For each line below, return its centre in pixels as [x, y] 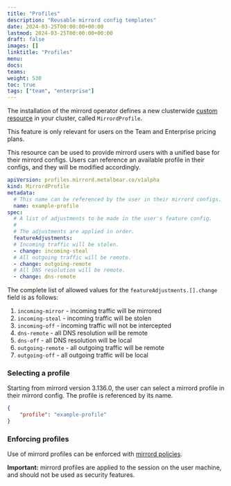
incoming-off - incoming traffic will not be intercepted [94, 326]
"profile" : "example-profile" [63, 415]
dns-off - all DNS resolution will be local [75, 340]
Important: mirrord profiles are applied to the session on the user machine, [114, 468]
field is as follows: [33, 298]
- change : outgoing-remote [52, 264]
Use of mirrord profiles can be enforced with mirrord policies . [95, 454]
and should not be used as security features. [71, 475]
